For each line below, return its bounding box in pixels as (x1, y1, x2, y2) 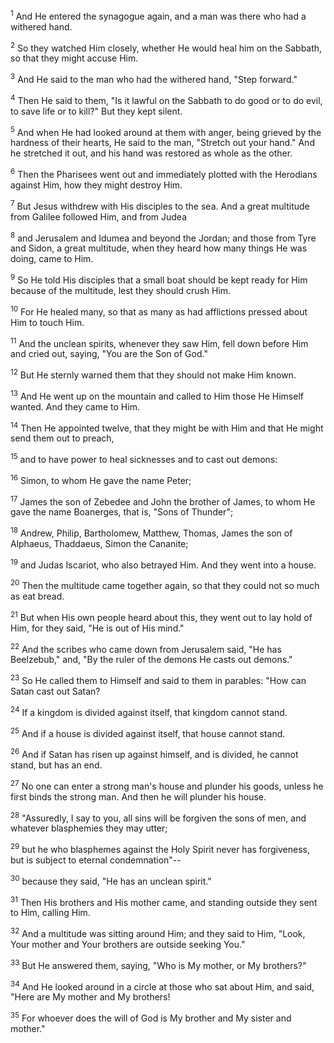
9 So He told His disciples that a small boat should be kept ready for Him (10, 272, 308, 286)
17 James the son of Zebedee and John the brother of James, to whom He (10, 494, 316, 508)
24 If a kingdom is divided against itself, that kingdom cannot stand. (10, 705, 288, 718)
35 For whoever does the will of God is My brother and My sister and (10, 1010, 292, 1024)
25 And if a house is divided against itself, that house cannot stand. (10, 725, 286, 739)
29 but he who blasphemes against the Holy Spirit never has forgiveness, (10, 842, 311, 856)
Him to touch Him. (10, 316, 85, 328)
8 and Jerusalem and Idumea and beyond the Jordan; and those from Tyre (10, 230, 317, 244)
